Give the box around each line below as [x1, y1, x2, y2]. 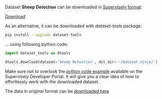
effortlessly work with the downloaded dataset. [5, 79, 100, 84]
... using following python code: [5, 41, 68, 47]
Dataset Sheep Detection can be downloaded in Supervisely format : [5, 4, 143, 10]
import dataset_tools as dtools [5, 51, 71, 56]
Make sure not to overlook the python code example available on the [5, 68, 143, 74]
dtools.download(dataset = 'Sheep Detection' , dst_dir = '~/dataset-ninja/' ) [5, 59, 158, 64]
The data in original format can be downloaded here [5, 88, 109, 94]
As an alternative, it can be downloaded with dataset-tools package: [5, 23, 142, 29]
